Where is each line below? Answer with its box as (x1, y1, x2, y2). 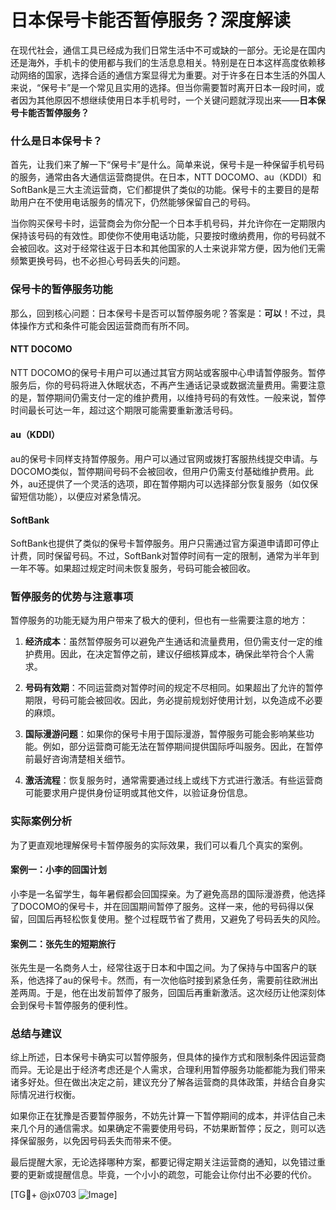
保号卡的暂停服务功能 (10, 282, 113, 296)
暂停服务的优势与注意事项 (10, 590, 134, 604)
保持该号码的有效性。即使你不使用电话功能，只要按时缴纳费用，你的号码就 (10, 230, 317, 242)
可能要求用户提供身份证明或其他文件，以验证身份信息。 (24, 787, 253, 799)
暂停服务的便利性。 (53, 999, 133, 1011)
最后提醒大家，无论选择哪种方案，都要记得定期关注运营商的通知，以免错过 (10, 1156, 317, 1168)
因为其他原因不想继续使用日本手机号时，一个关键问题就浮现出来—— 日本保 (18, 94, 326, 106)
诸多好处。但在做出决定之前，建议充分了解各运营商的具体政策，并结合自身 (10, 1076, 317, 1088)
